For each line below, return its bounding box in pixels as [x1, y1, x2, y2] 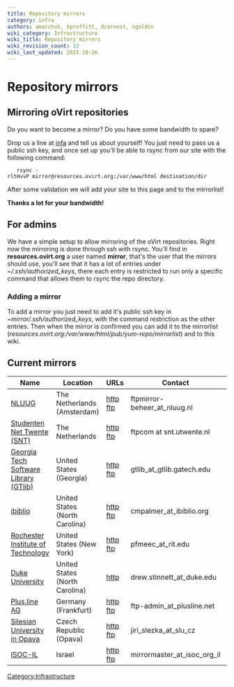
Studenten [10, 418, 45, 428]
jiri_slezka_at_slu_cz [130, 625, 196, 635]
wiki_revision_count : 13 [7, 42, 79, 49]
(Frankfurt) [56, 605, 92, 615]
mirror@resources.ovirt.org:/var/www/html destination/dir [32, 173, 208, 180]
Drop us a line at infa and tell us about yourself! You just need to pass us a [7, 139, 220, 147]
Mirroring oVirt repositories [7, 106, 129, 118]
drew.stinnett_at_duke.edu [130, 572, 217, 582]
